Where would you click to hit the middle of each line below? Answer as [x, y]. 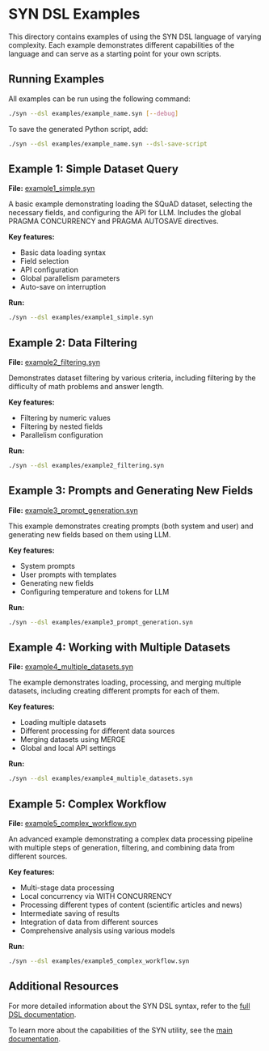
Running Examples [57, 79]
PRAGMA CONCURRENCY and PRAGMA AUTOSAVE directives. [114, 221]
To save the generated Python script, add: [78, 129]
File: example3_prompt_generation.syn [74, 510]
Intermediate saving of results [69, 913]
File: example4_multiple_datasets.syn [71, 667]
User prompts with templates [68, 574]
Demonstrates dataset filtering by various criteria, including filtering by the [132, 378]
